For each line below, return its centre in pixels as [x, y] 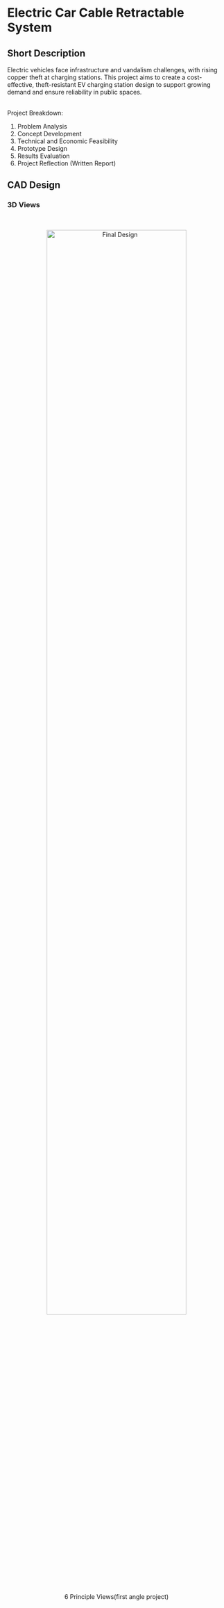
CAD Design [34, 185]
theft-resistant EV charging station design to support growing [123, 84]
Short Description [46, 53]
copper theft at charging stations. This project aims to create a [96, 77]
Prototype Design [42, 148]
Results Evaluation [44, 156]
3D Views [24, 205]
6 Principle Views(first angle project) [117, 1596]
